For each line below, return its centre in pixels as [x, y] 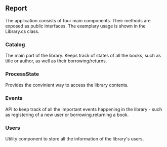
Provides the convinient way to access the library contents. [67, 85]
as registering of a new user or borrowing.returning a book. [67, 115]
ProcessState [22, 74]
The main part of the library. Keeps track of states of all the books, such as [83, 56]
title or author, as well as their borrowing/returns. [56, 61]
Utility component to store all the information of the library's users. [75, 139]
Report [16, 8]
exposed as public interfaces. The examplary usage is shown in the [75, 26]
